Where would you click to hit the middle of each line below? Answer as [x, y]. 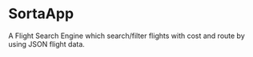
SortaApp [41, 14]
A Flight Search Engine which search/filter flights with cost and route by [127, 36]
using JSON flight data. [47, 44]
